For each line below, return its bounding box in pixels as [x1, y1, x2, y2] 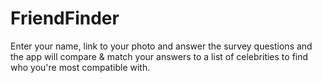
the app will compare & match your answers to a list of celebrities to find [10, 50, 309, 62]
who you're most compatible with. [10, 61, 151, 73]
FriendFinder [10, 7, 120, 30]
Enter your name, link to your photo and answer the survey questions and [10, 40, 313, 52]
